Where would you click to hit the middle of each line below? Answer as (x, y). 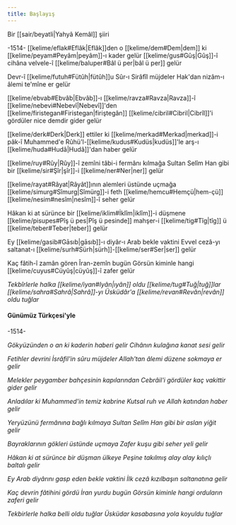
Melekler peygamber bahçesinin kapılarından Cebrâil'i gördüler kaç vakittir (117, 380)
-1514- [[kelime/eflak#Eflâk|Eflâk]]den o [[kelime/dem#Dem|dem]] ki (107, 47)
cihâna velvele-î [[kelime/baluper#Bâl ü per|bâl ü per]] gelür (95, 63)
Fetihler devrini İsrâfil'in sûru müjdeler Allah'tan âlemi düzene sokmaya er (115, 359)
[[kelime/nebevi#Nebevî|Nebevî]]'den (62, 105)
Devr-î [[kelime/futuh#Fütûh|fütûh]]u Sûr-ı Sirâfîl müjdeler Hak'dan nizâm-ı (116, 77)
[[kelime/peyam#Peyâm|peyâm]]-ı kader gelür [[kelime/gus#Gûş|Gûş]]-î (113, 55)
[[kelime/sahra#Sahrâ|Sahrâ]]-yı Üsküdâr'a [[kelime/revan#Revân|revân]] (116, 292)
